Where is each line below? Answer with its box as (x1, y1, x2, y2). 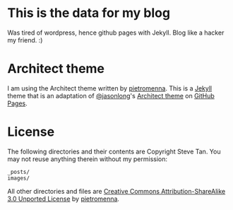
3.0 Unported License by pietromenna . (7, 194, 120, 203)
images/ (7, 175, 30, 182)
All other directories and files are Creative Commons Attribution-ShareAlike (7, 187, 226, 195)
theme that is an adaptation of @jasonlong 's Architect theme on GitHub (7, 91, 215, 100)
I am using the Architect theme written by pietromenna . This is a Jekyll (7, 83, 213, 93)
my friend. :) (7, 35, 43, 44)
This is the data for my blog (7, 5, 171, 21)
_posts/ (7, 168, 30, 175)
